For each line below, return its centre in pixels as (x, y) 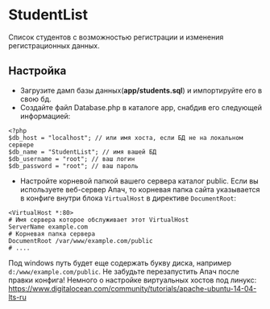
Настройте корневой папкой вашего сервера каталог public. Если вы (139, 181)
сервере (21, 145)
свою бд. (35, 99)
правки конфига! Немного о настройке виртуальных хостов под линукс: (133, 280)
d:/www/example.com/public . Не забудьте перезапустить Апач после (124, 271)
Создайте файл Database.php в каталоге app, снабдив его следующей (141, 107)
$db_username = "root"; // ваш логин (72, 159)
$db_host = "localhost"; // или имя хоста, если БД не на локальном (126, 138)
